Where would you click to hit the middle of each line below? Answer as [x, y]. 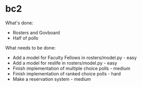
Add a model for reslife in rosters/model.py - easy [65, 63]
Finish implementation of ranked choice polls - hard [67, 73]
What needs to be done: [31, 48]
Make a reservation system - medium [52, 79]
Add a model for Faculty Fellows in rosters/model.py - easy [75, 57]
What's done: [19, 23]
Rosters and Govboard [36, 32]
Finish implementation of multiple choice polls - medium [72, 68]
